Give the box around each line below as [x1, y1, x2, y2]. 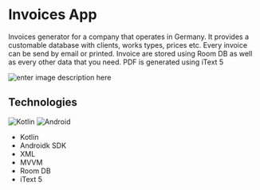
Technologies [8, 95, 78, 109]
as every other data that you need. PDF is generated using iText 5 [8, 57, 224, 67]
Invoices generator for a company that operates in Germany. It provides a [8, 32, 250, 41]
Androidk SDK [19, 141, 66, 150]
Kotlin [19, 132, 39, 142]
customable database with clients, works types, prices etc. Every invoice [8, 40, 248, 49]
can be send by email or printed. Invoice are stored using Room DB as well [8, 48, 253, 58]
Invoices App [8, 6, 97, 24]
